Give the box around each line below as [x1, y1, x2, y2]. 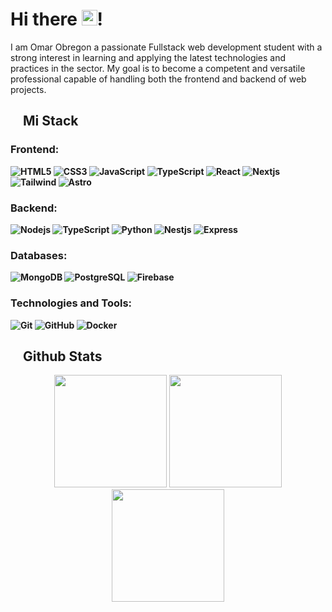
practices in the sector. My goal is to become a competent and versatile [10, 62, 306, 74]
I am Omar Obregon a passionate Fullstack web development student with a [10, 41, 323, 53]
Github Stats [22, 348, 103, 365]
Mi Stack [22, 113, 79, 130]
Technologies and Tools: [10, 296, 133, 310]
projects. [10, 83, 47, 95]
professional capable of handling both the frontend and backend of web [10, 73, 307, 85]
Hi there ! [10, 8, 104, 31]
